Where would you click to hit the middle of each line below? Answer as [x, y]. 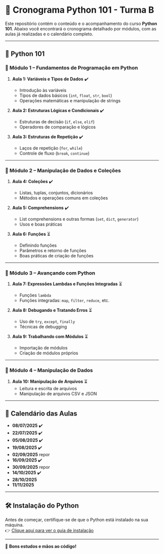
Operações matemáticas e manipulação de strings [70, 100]
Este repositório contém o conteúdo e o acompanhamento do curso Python [81, 23]
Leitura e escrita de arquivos [48, 388]
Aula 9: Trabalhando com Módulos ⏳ [50, 337]
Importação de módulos [43, 348]
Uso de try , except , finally [47, 322]
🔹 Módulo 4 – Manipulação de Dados [49, 370]
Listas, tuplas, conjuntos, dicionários [56, 192]
